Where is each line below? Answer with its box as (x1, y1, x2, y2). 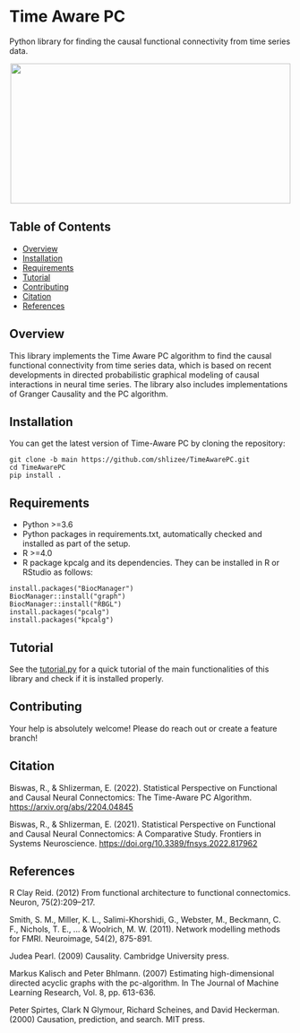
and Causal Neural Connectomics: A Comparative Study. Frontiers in (9, 828, 261, 839)
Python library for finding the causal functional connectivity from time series (9, 36, 291, 47)
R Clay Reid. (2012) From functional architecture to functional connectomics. (9, 888, 291, 898)
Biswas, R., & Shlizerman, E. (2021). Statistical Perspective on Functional (9, 819, 276, 829)
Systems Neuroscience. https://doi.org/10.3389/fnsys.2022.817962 (9, 838, 258, 848)
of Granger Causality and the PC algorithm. (9, 388, 168, 399)
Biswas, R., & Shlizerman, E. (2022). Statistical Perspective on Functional (9, 782, 278, 793)
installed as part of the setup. (21, 538, 132, 549)
